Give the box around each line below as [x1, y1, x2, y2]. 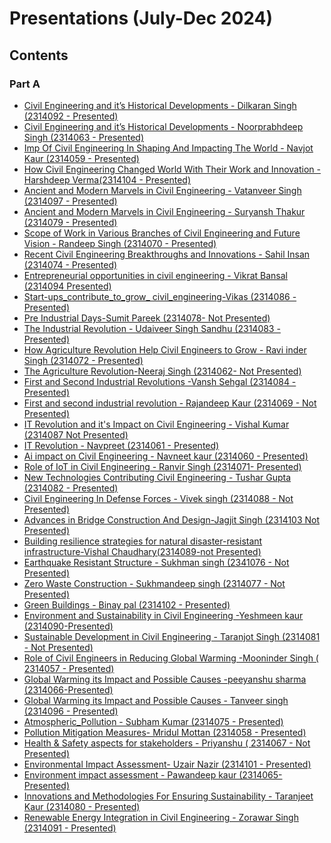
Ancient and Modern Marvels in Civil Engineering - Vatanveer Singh [23, 184, 302, 196]
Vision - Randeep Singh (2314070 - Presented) [23, 237, 217, 249]
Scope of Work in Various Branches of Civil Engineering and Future [23, 227, 301, 239]
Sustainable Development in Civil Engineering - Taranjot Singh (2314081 [23, 630, 321, 642]
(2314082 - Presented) [23, 482, 119, 494]
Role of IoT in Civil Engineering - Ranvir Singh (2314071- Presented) [23, 460, 302, 472]
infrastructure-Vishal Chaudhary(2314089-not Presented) [23, 545, 262, 557]
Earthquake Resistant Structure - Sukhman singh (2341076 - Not [23, 556, 290, 568]
